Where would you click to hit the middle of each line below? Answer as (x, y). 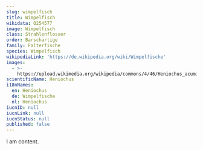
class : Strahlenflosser (36, 34)
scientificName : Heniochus (40, 79)
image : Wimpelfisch (31, 29)
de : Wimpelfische (34, 96)
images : (16, 62)
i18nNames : (20, 85)
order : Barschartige (32, 40)
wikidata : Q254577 (29, 23)
